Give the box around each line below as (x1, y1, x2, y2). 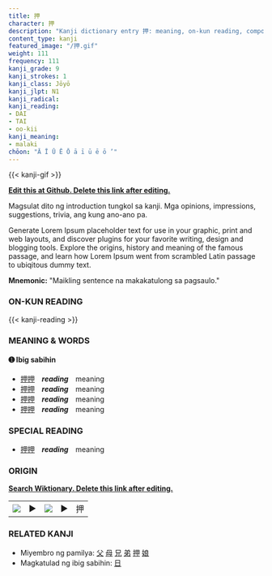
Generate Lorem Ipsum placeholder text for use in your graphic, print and (8, 226, 253, 235)
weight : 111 (8, 49, 49, 58)
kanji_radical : (8, 95, 60, 103)
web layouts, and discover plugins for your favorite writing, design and (8, 234, 244, 244)
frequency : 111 (8, 58, 60, 66)
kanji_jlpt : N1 (8, 87, 60, 96)
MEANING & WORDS (8, 334, 91, 346)
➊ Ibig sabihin (8, 355, 57, 365)
